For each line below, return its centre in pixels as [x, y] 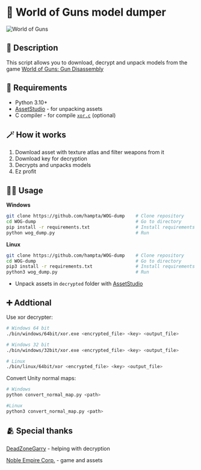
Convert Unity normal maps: [41, 378]
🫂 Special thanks [40, 431]
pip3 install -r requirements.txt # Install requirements [101, 267]
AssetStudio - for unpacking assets [59, 108]
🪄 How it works [36, 135]
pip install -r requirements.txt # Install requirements [101, 227]
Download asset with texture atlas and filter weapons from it [89, 152]
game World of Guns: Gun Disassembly [55, 69]
